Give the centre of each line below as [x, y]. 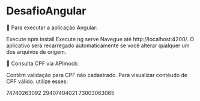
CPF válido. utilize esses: [37, 81]
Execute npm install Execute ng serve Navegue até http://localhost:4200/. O [100, 39]
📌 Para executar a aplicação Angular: [52, 27]
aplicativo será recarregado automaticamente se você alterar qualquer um [98, 45]
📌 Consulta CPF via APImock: [43, 63]
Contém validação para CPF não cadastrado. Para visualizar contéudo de [97, 75]
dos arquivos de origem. [36, 51]
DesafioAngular [46, 11]
